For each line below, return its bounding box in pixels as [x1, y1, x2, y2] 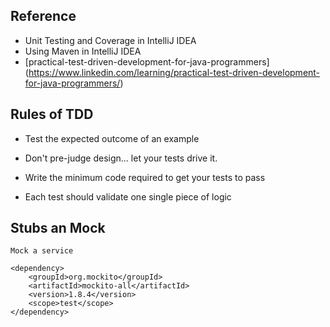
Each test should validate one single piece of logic [24, 190, 232, 203]
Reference [10, 8, 77, 25]
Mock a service [10, 246, 74, 256]
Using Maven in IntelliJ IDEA [24, 45, 142, 57]
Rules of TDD [10, 106, 94, 123]
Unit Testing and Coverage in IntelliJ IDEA [24, 34, 197, 46]
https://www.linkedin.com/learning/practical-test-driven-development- [28, 66, 321, 78]
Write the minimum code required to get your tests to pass [24, 171, 266, 183]
